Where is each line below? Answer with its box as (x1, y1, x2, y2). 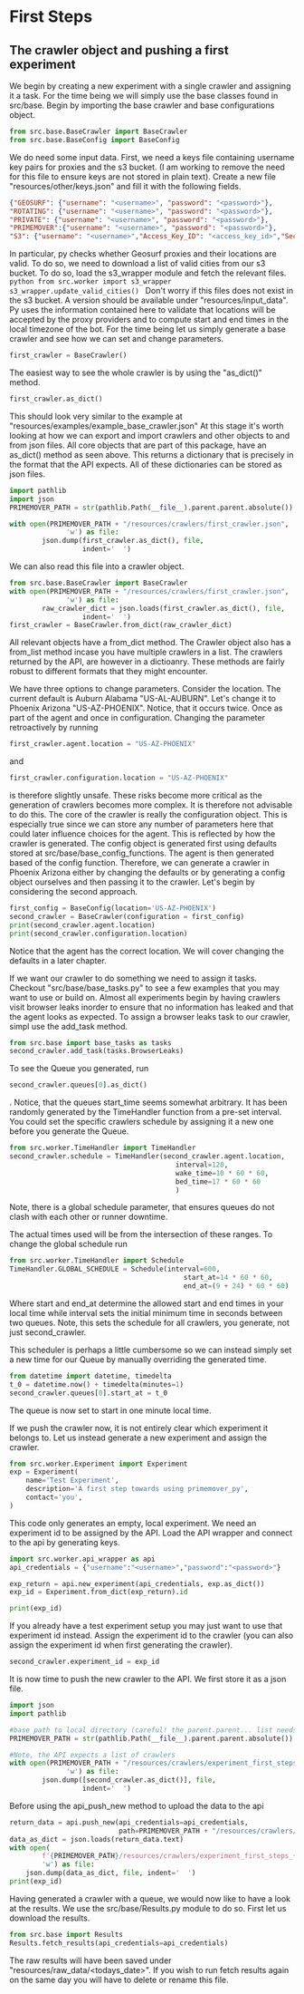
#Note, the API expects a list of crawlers (9, 1750, 176, 1759)
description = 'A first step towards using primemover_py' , (25, 1485, 249, 1494)
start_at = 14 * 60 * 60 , (183, 1273, 273, 1283)
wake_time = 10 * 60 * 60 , (175, 1168, 270, 1177)
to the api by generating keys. (9, 1536, 120, 1547)
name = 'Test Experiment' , (25, 1476, 119, 1486)
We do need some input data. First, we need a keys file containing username (9, 151, 295, 162)
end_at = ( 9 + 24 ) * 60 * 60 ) (183, 1282, 290, 1291)
